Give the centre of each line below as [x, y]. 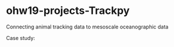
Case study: [21, 38]
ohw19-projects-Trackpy [68, 11]
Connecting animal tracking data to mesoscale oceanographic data [87, 27]
